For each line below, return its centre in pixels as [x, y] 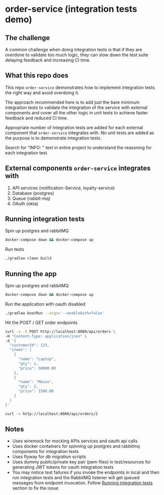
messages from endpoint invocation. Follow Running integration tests [82, 483]
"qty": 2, [28, 387]
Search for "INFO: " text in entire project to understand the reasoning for [78, 147]
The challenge [28, 38]
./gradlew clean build [28, 258]
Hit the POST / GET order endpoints [41, 322]
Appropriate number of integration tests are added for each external [74, 127]
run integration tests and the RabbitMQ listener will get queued [76, 478]
